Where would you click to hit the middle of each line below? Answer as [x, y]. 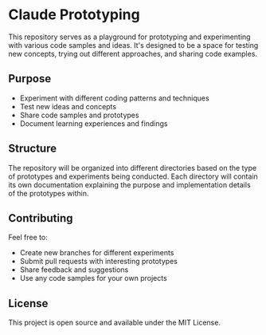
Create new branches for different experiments [97, 253]
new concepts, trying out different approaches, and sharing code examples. [133, 53]
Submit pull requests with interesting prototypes [98, 262]
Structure [33, 149]
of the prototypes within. [49, 193]
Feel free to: [28, 238]
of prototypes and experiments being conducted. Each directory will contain [133, 176]
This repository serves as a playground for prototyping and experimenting [129, 37]
